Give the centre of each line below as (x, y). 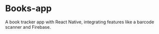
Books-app (29, 8)
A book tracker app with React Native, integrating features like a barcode (80, 22)
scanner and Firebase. (28, 27)
